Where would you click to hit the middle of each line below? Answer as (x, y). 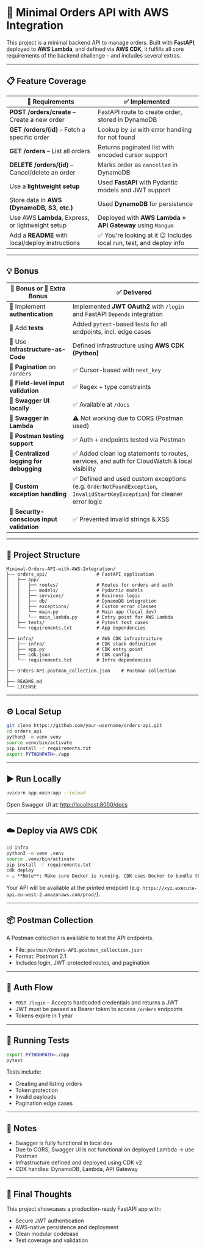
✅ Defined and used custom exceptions (129, 478)
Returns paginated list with (136, 147)
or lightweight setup (38, 225)
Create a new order (37, 119)
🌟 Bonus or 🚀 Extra (38, 288)
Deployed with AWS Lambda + (142, 217)
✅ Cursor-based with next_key (117, 370)
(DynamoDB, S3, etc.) (41, 208)
